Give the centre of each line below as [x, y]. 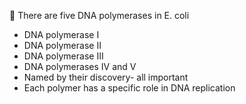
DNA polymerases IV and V [80, 66]
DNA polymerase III [63, 56]
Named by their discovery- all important [106, 77]
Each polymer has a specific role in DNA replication [129, 88]
